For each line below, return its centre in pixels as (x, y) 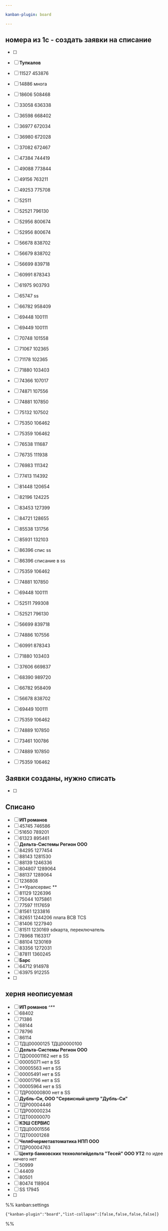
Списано (20, 807)
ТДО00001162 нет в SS (44, 1056)
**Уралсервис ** (38, 887)
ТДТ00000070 (35, 1117)
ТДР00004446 (35, 1105)
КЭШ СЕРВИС (35, 1123)
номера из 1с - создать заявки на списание (79, 40)
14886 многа (33, 84)
